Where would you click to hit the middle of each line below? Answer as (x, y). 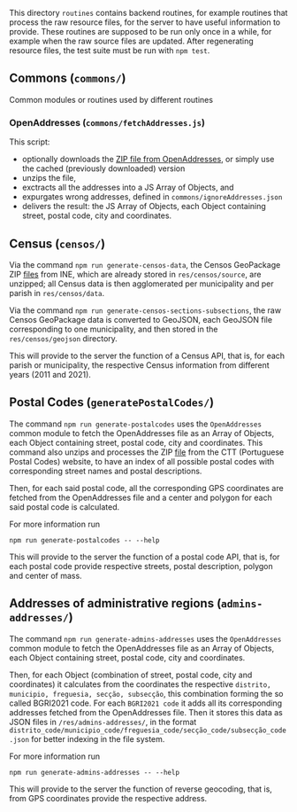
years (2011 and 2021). (50, 374)
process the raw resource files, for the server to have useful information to (145, 22)
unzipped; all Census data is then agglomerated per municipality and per (141, 284)
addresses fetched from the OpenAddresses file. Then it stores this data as (146, 712)
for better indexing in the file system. (98, 738)
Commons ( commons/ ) (68, 78)
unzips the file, (49, 178)
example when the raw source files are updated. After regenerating (131, 41)
